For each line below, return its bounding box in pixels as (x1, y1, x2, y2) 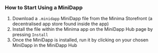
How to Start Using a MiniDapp (5, 4, 83, 11)
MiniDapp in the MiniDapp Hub (12, 42, 77, 48)
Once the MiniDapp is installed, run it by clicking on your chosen (12, 37, 149, 43)
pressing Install (12, 32, 48, 38)
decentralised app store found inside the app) (12, 21, 109, 27)
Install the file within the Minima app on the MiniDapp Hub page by (12, 26, 153, 32)
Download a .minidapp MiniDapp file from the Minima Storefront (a (12, 16, 152, 22)
